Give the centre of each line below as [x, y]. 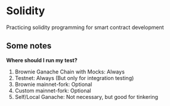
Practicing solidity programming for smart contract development [85, 27]
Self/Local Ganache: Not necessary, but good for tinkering [86, 97]
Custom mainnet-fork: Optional [53, 91]
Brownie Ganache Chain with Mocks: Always [70, 72]
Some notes [29, 46]
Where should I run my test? [42, 60]
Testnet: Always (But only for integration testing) [74, 78]
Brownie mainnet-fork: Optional [53, 84]
